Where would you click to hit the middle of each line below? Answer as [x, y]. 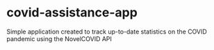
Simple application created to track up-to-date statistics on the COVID [107, 32]
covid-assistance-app [72, 13]
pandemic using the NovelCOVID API [59, 38]
